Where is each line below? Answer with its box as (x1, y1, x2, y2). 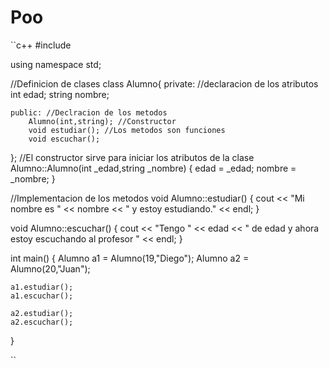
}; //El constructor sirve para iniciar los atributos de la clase (10, 151, 255, 163)
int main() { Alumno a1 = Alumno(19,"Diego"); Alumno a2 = (10, 252, 250, 264)
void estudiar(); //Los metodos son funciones (28, 125, 226, 135)
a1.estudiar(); (10, 282, 74, 292)
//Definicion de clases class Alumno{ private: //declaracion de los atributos (10, 77, 319, 90)
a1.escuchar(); (10, 291, 74, 301)
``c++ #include (10, 39, 72, 51)
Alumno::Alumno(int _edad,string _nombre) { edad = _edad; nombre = (10, 162, 297, 174)
